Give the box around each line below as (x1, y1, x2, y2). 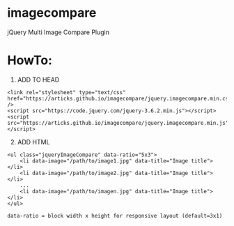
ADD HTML (17, 137, 50, 146)
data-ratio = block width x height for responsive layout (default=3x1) (7, 212, 223, 219)
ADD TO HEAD (17, 75, 60, 84)
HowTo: (7, 52, 53, 68)
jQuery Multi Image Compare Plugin (7, 28, 110, 36)
